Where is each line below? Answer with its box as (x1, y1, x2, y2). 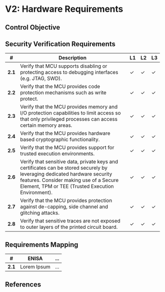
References (5, 280, 41, 289)
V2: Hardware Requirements (5, 3, 124, 15)
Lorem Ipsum (20, 263, 51, 270)
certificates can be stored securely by (20, 164, 108, 171)
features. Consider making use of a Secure (20, 177, 119, 183)
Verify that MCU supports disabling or (20, 63, 108, 70)
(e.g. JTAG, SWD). (20, 75, 62, 82)
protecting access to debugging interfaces (20, 69, 119, 76)
